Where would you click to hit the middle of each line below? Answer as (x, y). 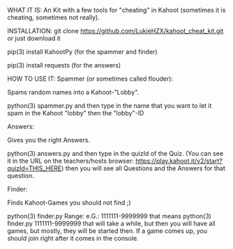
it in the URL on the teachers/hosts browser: (70, 161)
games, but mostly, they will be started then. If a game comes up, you (107, 231)
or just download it (34, 38)
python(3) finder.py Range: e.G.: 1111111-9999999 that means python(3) (109, 216)
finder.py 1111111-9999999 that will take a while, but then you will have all (111, 223)
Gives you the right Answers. (49, 140)
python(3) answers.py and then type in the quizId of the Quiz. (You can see (115, 153)
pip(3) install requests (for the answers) (64, 65)
